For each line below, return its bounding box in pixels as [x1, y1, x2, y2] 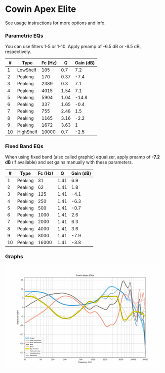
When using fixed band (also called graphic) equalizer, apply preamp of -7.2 [5, 154, 160, 160]
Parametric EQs [5, 32, 43, 39]
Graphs [5, 253, 23, 260]
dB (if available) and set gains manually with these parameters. [5, 160, 133, 165]
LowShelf [17, 67, 37, 73]
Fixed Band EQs [5, 143, 43, 150]
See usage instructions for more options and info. [5, 20, 106, 26]
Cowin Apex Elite [5, 3, 77, 15]
